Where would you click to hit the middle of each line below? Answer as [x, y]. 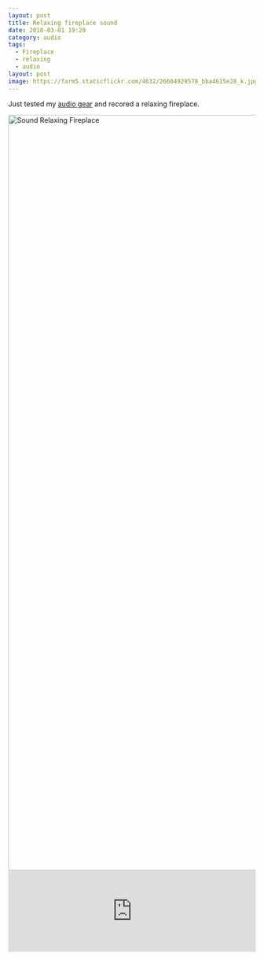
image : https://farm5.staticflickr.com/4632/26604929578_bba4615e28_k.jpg [133, 81]
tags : [17, 45]
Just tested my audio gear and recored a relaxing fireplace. [104, 104]
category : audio [35, 37]
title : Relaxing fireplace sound [63, 23]
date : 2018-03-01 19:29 [47, 30]
